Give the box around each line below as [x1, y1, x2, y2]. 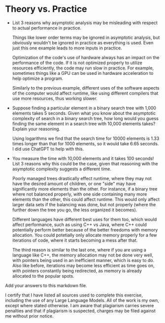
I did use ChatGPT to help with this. [12, 146, 84, 152]
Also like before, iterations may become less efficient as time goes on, [12, 262, 155, 268]
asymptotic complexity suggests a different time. [12, 166, 112, 172]
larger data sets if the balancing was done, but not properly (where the [12, 201, 156, 207]
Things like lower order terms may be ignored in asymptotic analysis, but [12, 34, 160, 40]
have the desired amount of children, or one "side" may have [12, 181, 136, 187]
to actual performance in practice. [12, 25, 82, 31]
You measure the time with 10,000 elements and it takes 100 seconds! [12, 155, 154, 161]
